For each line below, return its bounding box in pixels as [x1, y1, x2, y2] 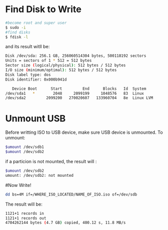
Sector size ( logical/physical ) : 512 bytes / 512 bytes [5, 63, 126, 68]
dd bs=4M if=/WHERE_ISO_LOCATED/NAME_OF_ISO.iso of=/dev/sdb [5, 191, 138, 197]
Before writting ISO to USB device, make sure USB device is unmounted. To [5, 129, 163, 135]
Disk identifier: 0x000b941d [5, 77, 67, 82]
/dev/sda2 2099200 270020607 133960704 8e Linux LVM [5, 95, 153, 101]
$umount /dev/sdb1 [5, 144, 44, 150]
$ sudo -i [5, 25, 26, 30]
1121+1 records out [5, 215, 47, 221]
